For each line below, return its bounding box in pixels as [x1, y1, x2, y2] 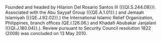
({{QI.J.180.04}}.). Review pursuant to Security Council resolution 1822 [5, 25, 151, 31]
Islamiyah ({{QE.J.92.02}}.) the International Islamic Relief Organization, [5, 15, 154, 20]
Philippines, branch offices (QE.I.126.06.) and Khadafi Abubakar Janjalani [5, 20, 156, 26]
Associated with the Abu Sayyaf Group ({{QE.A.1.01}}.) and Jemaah [5, 9, 144, 15]
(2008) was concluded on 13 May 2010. [5, 31, 87, 36]
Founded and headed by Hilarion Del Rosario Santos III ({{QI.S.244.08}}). [5, 4, 156, 10]
